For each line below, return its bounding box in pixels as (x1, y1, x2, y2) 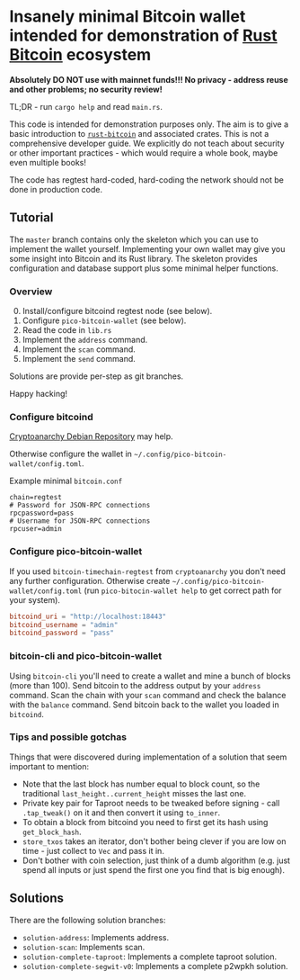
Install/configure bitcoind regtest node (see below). (22, 306, 213, 317)
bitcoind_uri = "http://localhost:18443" (9, 612, 167, 621)
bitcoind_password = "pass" (9, 628, 115, 638)
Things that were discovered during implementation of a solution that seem (9, 751, 287, 762)
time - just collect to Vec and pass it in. (22, 845, 164, 856)
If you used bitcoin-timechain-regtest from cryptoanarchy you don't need (9, 565, 286, 577)
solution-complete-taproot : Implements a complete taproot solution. (22, 951, 278, 962)
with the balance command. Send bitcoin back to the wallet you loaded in (9, 699, 280, 710)
